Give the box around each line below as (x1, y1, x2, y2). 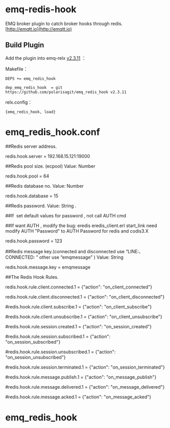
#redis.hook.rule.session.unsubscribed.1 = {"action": (5, 349, 116, 355)
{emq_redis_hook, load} (5, 109, 56, 115)
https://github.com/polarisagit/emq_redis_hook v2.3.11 (5, 89, 127, 95)
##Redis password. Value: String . (5, 202, 77, 209)
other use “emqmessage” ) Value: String (39, 254, 124, 260)
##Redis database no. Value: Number (5, 183, 84, 189)
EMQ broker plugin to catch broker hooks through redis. (5, 20, 123, 27)
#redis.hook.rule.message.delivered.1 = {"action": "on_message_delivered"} (5, 384, 165, 390)
